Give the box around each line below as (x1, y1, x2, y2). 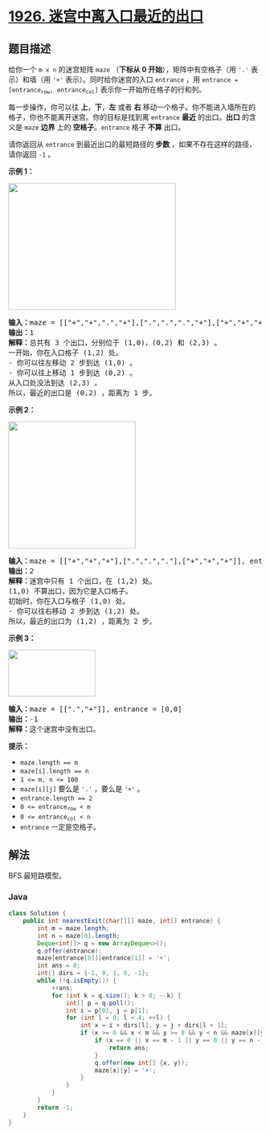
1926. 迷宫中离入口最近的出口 (8, 7, 204, 26)
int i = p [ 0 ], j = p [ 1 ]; (65, 1006, 149, 1014)
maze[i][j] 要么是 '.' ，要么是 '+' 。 (19, 784, 145, 793)
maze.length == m (19, 759, 79, 767)
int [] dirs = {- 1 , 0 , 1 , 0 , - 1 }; (37, 969, 149, 977)
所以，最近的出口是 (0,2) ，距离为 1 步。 (8, 389, 157, 398)
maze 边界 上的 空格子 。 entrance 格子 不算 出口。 (23, 122, 186, 133)
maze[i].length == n (19, 768, 89, 776)
